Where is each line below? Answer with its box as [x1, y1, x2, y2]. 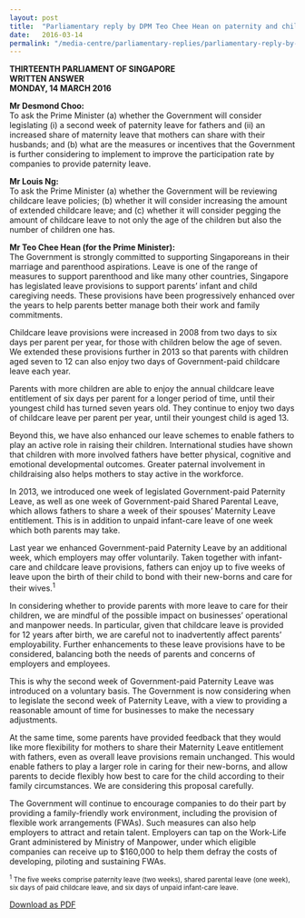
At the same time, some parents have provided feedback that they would [9, 732, 281, 743]
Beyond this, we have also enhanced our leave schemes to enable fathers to [9, 430, 295, 441]
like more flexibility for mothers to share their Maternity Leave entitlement [9, 742, 284, 753]
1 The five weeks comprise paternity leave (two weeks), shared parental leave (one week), [9, 873, 290, 884]
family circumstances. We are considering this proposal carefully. [9, 780, 254, 791]
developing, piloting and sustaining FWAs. [9, 855, 166, 866]
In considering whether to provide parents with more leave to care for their [9, 600, 289, 611]
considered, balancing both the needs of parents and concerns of [9, 648, 256, 659]
